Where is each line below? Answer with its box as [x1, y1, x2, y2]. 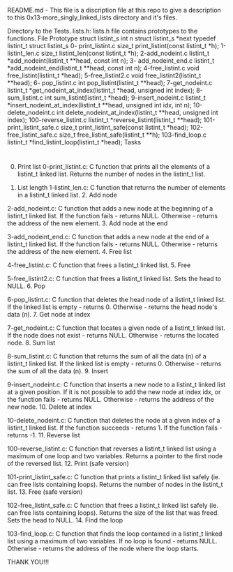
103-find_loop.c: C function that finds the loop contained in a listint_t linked [7, 529, 223, 538]
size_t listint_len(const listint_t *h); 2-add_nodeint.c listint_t [40, 49, 210, 57]
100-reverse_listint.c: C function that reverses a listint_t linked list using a [7, 444, 216, 453]
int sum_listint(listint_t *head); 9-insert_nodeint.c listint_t [44, 93, 206, 102]
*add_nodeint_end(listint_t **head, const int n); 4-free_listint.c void [7, 64, 200, 72]
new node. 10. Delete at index [7, 402, 92, 411]
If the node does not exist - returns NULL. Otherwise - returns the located [7, 331, 219, 340]
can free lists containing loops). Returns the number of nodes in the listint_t [7, 481, 223, 489]
